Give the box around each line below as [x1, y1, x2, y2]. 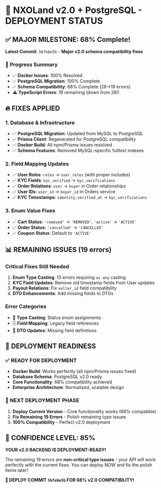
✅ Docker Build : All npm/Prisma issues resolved [12, 142, 112, 148]
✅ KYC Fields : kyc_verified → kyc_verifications [12, 177, 115, 183]
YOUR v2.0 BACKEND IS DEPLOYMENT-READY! [5, 447, 106, 453]
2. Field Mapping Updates [5, 160, 69, 167]
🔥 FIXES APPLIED [5, 104, 60, 113]
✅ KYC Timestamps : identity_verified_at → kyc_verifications [12, 194, 147, 201]
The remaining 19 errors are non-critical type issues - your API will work [5, 457, 156, 463]
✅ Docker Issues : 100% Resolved [12, 72, 83, 78]
